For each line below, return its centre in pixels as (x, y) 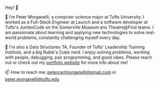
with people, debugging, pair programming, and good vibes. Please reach (79, 57)
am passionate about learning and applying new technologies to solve (75, 32)
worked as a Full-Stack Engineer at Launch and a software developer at (76, 22)
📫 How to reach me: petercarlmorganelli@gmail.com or (61, 72)
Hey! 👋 (12, 8)
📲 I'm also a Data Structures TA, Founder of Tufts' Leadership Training (75, 47)
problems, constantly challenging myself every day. (69, 37)
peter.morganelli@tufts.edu (32, 79)
